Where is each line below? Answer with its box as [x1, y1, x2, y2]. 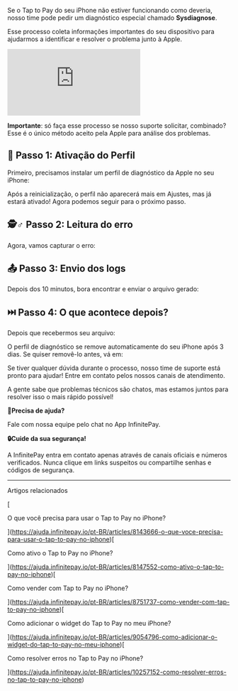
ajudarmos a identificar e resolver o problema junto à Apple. [7, 35, 183, 43]
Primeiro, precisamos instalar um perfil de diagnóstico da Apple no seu [7, 168, 215, 177]
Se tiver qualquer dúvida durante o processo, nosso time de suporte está [7, 364, 221, 372]
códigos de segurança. [7, 466, 75, 474]
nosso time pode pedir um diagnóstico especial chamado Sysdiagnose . [7, 13, 217, 22]
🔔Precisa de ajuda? [7, 406, 65, 415]
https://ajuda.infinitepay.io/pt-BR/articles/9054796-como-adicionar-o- [11, 633, 218, 641]
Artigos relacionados [7, 486, 69, 495]
